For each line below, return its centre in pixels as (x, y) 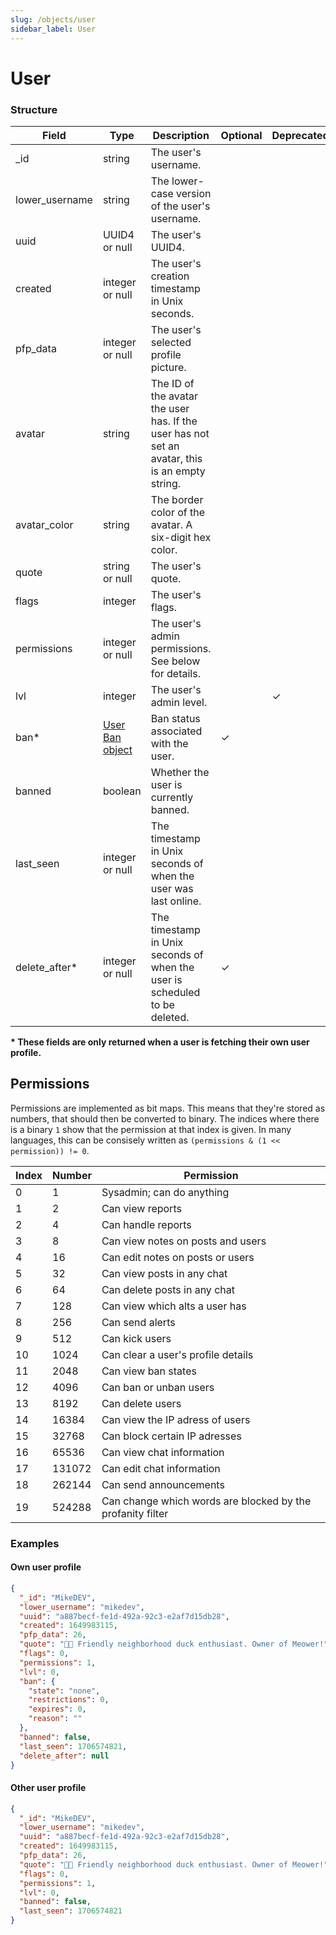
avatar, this (176, 458)
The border (177, 499)
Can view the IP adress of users (176, 1419)
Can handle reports (146, 1224)
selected (171, 342)
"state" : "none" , (64, 1691)
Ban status (175, 718)
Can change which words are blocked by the (206, 1501)
